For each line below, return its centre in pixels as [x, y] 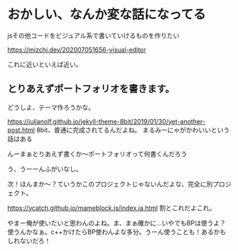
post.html [21, 130]
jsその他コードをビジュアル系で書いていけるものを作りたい [93, 35]
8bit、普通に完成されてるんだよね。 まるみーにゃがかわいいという [133, 130]
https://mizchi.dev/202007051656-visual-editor [77, 50]
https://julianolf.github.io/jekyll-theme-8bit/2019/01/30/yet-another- [107, 121]
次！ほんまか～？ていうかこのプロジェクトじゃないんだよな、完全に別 [110, 184]
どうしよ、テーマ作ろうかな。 [51, 107]
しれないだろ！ [29, 240]
